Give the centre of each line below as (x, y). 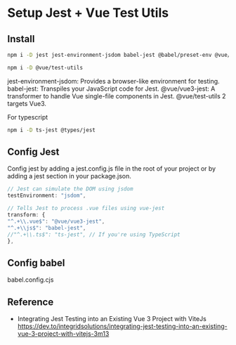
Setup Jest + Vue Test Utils (88, 13)
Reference (31, 302)
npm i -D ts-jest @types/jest (52, 130)
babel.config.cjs (31, 280)
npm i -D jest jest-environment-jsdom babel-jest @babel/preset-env (110, 55)
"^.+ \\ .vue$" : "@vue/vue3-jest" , (56, 221)
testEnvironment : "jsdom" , (47, 196)
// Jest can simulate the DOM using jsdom (70, 189)
